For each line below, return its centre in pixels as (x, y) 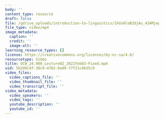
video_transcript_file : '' (37, 86)
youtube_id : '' (25, 109)
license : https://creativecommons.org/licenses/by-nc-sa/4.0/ (70, 55)
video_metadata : (21, 91)
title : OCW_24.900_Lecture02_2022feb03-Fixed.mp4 (57, 64)
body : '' (14, 9)
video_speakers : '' (29, 95)
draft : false (18, 18)
